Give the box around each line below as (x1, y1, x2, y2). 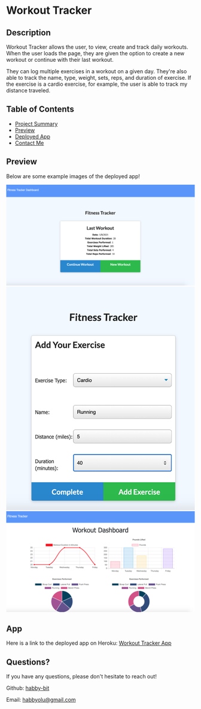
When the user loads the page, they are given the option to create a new (6, 50, 185, 57)
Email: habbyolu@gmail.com (6, 696, 76, 704)
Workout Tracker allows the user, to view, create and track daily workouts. (6, 43, 188, 50)
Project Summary (14, 120, 58, 127)
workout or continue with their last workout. (6, 56, 114, 63)
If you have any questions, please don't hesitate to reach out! (6, 673, 157, 680)
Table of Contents (6, 104, 75, 115)
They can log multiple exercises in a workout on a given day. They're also (6, 68, 187, 75)
